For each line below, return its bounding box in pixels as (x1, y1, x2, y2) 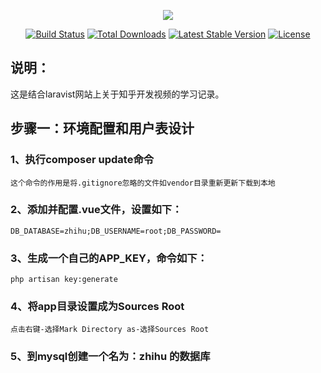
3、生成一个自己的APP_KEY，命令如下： (10, 251, 208, 265)
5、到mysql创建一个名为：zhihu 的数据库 (10, 350, 211, 364)
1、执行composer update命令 (10, 153, 155, 167)
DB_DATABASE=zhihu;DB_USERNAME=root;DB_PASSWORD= (10, 226, 222, 236)
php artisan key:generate (10, 275, 118, 285)
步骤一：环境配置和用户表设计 (10, 120, 195, 137)
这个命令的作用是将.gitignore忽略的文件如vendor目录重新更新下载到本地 (10, 178, 276, 188)
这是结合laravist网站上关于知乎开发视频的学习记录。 (10, 88, 225, 100)
